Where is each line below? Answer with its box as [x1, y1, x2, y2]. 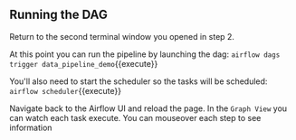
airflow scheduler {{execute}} [9, 85, 122, 96]
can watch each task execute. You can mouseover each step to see [9, 112, 262, 123]
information [9, 122, 53, 133]
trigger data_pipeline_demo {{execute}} [9, 58, 158, 69]
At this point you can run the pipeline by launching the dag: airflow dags [9, 49, 281, 60]
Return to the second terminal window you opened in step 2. [9, 31, 235, 42]
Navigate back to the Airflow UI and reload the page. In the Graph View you [9, 103, 288, 114]
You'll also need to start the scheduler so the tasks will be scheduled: [9, 76, 268, 87]
